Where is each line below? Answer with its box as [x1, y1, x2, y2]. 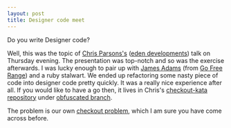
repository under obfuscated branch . [7, 93, 113, 101]
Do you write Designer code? [7, 35, 90, 44]
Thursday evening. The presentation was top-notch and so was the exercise [7, 56, 225, 64]
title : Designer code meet [7, 17, 85, 24]
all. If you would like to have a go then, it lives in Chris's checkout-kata [7, 86, 207, 94]
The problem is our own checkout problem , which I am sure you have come [7, 107, 223, 115]
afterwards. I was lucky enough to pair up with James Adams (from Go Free [7, 64, 223, 72]
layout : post [7, 10, 45, 17]
